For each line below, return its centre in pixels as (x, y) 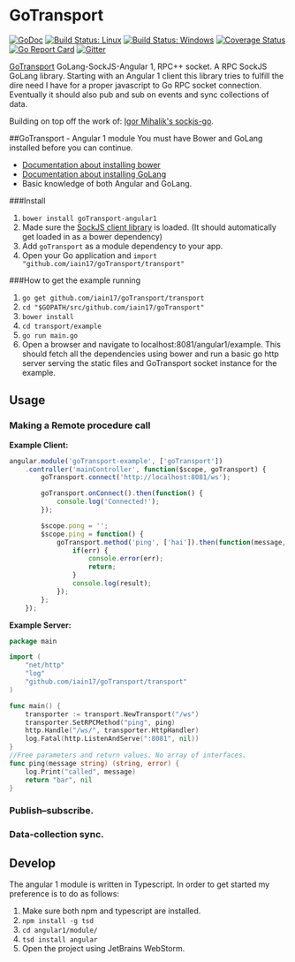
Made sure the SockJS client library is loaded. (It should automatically (149, 227)
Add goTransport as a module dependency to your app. (122, 246)
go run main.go (50, 336)
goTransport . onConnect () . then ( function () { (122, 493)
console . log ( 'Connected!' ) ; (108, 502)
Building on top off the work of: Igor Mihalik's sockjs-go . (112, 121)
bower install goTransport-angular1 (89, 218)
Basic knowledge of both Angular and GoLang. (107, 183)
